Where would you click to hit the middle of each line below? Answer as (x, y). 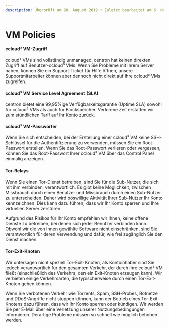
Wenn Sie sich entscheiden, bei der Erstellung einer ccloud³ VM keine (77, 138)
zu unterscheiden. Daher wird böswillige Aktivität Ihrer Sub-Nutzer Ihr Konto (84, 198)
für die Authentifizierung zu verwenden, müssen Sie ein (84, 143)
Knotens (14, 304)
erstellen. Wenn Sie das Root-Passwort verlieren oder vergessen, (93, 148)
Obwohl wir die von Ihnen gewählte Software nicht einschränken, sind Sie (81, 229)
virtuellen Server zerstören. (33, 208)
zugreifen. (16, 81)
